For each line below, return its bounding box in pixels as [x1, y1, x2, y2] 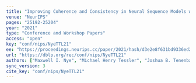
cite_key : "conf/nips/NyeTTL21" [6, 68, 85, 74]
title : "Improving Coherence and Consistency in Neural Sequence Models [6, 8, 187, 15]
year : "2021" [6, 25, 38, 31]
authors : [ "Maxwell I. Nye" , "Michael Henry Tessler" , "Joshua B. [6, 57, 171, 63]
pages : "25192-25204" [6, 19, 59, 25]
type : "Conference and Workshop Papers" [6, 30, 106, 36]
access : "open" [6, 36, 43, 41]
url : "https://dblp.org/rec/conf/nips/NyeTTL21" [6, 52, 127, 58]
